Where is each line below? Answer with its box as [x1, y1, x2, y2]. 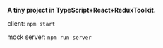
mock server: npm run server [7, 33, 92, 41]
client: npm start [7, 19, 56, 27]
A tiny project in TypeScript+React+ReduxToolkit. [7, 6, 157, 14]
